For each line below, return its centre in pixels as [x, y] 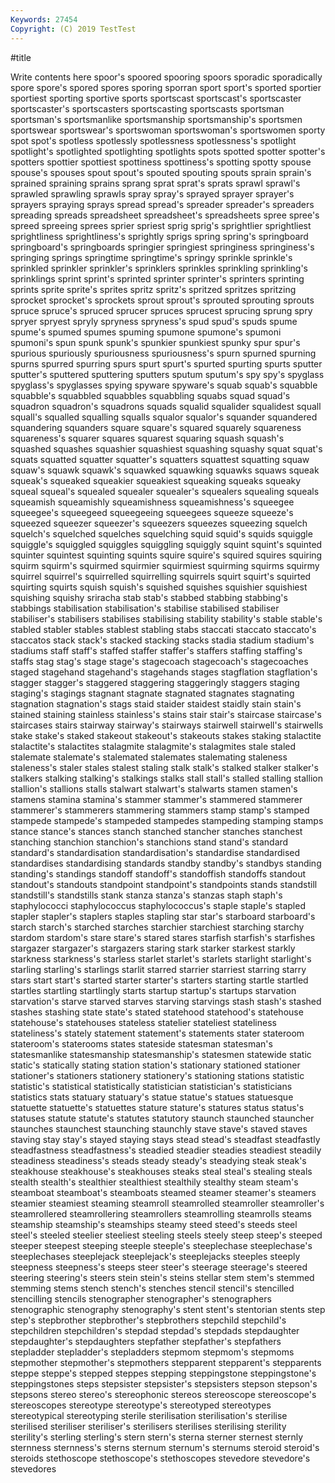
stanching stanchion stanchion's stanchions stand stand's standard [149, 842]
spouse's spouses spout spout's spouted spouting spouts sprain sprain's [161, 172]
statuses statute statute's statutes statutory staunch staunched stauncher [162, 1118]
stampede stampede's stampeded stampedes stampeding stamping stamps [167, 820]
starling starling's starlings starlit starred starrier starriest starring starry [158, 969]
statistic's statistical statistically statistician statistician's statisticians [151, 1086]
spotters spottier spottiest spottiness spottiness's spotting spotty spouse [161, 162]
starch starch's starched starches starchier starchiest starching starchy [157, 927]
